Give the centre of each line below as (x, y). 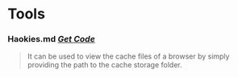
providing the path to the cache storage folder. (104, 65)
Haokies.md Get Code (52, 39)
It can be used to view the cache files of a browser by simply (128, 56)
